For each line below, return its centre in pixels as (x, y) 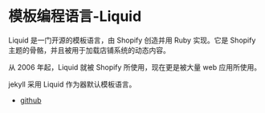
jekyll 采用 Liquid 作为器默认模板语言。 (72, 84)
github (31, 100)
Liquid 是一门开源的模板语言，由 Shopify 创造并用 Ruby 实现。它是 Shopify (132, 40)
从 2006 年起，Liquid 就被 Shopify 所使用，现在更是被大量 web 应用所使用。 (135, 67)
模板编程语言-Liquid (75, 16)
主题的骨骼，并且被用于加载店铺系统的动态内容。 (89, 50)
